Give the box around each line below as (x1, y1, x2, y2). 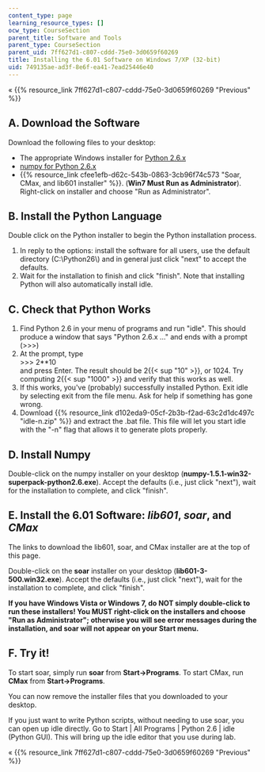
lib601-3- (176, 566, 208, 575)
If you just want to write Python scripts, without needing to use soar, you (8, 715, 244, 724)
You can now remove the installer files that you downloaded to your (8, 691, 228, 701)
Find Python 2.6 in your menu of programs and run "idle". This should (19, 324, 247, 333)
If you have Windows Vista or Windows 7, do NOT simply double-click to (8, 598, 251, 608)
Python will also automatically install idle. (19, 279, 153, 290)
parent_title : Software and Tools (8, 33, 123, 42)
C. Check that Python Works (8, 302, 151, 316)
